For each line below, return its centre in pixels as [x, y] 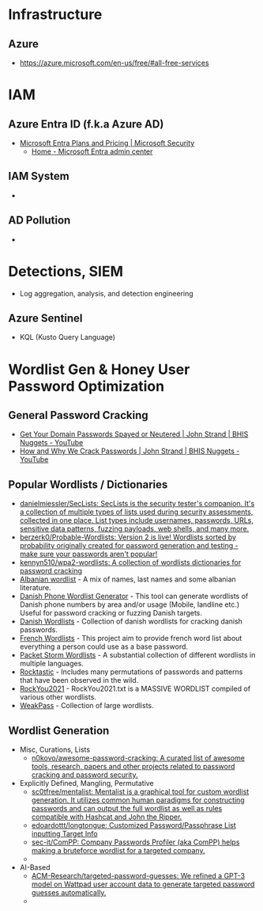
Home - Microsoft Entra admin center [92, 151]
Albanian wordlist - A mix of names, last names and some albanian [128, 579]
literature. [35, 588]
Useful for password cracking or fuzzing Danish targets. [111, 613]
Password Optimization [86, 386]
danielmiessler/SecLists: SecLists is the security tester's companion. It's [137, 504]
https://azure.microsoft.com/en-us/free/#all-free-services [114, 63]
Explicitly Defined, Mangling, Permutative [86, 783]
